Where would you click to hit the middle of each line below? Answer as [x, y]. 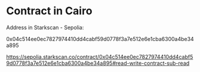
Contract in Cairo [49, 11]
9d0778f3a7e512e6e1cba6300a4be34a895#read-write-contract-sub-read [98, 63]
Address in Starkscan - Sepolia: [45, 27]
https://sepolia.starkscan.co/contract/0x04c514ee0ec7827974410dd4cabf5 [100, 57]
